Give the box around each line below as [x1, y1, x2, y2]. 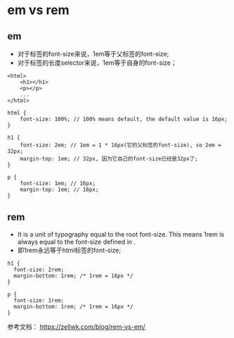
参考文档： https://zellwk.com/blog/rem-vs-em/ [7, 323, 145, 331]
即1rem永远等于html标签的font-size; [17, 246, 122, 254]
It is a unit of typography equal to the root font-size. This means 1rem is [17, 230, 225, 238]
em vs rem [7, 2, 70, 18]
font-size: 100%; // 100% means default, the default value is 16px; [20, 115, 228, 123]
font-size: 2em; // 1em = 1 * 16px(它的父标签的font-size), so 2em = [20, 142, 221, 149]
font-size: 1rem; [13, 296, 65, 304]
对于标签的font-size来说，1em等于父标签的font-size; [17, 50, 169, 58]
